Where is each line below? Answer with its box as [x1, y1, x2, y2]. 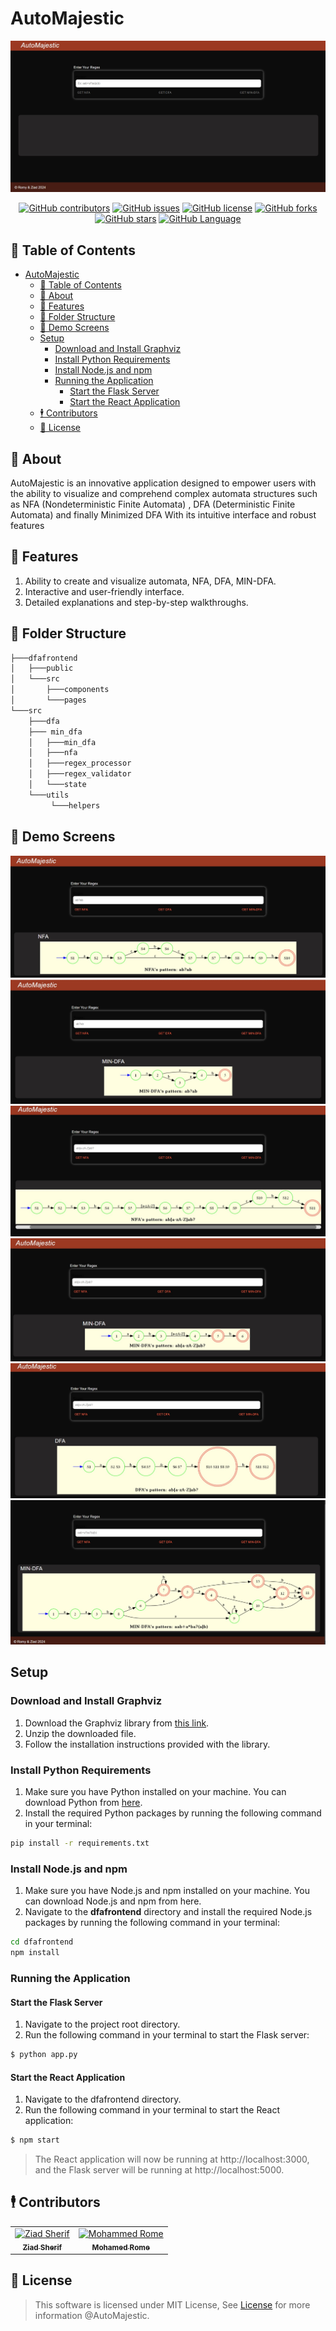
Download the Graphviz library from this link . [24, 1717, 210, 1729]
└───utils [28, 790, 70, 800]
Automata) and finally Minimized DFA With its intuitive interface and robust [10, 508, 317, 521]
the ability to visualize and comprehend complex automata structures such [10, 487, 318, 499]
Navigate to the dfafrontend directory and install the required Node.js [24, 1906, 313, 1918]
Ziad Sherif [22, 2242, 63, 2252]
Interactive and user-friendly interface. [24, 585, 185, 597]
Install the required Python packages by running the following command [24, 1807, 322, 1819]
